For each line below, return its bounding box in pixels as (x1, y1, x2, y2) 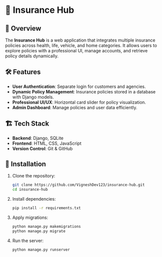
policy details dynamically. (5, 53, 59, 59)
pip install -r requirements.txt (12, 206, 81, 211)
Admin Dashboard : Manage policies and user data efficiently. (12, 104, 138, 110)
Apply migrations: (12, 214, 48, 220)
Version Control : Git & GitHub (12, 145, 73, 151)
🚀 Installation (5, 160, 46, 169)
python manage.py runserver (12, 247, 70, 252)
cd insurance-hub (12, 187, 48, 192)
